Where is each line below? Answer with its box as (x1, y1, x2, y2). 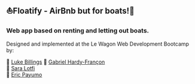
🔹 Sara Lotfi (6, 64, 35, 71)
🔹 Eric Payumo (6, 71, 42, 78)
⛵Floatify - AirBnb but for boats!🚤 (6, 6, 135, 16)
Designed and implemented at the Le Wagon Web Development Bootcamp (6, 40, 190, 47)
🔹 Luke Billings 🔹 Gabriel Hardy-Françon (6, 58, 105, 65)
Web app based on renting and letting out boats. (6, 26, 150, 35)
